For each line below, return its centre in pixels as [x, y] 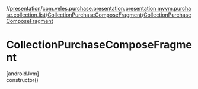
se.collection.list [26, 15]
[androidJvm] [23, 74]
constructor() [22, 80]
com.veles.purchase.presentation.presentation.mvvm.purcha [117, 9]
